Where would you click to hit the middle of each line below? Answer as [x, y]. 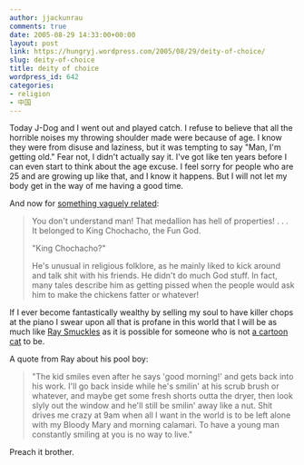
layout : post [34, 43]
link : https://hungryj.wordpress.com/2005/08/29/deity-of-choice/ [137, 52]
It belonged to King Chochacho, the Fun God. [116, 231]
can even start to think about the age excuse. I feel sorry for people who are [152, 167]
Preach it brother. [42, 452]
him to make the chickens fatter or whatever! [115, 295]
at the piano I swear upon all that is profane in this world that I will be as [143, 322]
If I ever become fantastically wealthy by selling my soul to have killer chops [152, 312]
